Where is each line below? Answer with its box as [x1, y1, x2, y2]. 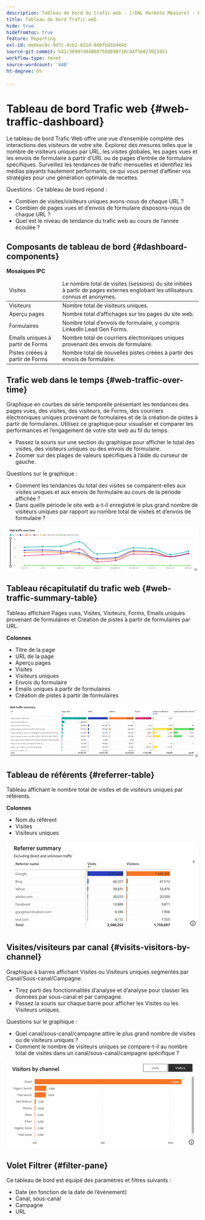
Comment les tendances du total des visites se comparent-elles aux [15, 482, 186, 490]
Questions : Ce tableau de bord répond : [6, 186, 107, 193]
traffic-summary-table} [6, 593, 98, 604]
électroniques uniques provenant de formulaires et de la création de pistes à [6, 414, 198, 421]
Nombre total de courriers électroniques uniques [62, 334, 184, 341]
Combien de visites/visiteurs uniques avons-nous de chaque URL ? [15, 198, 184, 205]
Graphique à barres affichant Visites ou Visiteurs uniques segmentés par [6, 968, 189, 976]
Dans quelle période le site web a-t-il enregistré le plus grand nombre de [15, 501, 198, 509]
